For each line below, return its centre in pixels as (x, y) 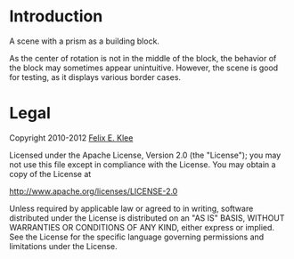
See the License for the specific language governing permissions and (137, 237)
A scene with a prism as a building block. (85, 41)
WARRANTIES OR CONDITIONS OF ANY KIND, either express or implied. (142, 227)
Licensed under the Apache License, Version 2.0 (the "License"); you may (145, 155)
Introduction (56, 16)
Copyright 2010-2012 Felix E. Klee (71, 138)
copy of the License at (50, 174)
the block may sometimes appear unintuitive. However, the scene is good (144, 68)
